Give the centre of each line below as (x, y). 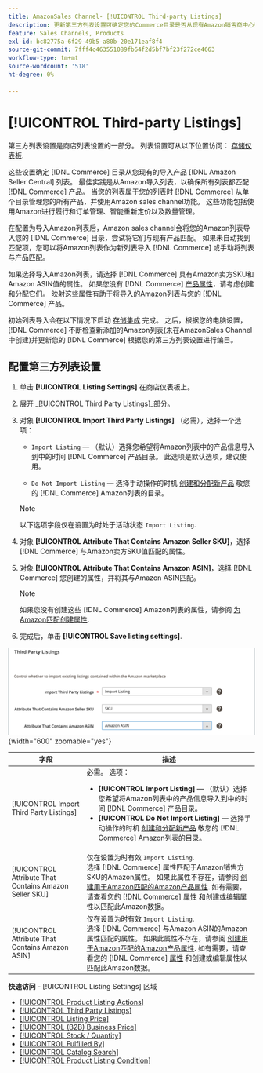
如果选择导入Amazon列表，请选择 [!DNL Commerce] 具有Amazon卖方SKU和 (131, 274)
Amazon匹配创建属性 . (54, 619)
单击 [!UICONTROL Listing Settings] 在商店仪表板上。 (106, 387)
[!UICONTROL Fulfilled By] (62, 1044)
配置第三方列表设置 (54, 366)
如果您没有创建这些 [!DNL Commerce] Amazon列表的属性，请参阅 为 (130, 610)
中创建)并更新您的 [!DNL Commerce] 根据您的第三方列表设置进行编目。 (123, 339)
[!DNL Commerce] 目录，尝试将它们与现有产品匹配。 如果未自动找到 (141, 237)
